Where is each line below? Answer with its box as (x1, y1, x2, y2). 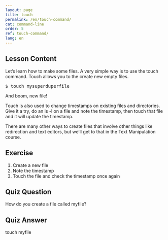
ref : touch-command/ (5, 31, 49, 36)
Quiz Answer (5, 216, 47, 224)
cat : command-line (5, 21, 44, 27)
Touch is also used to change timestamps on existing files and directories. (5, 102, 160, 109)
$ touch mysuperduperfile (5, 83, 70, 89)
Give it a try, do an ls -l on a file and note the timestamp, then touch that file (5, 108, 163, 114)
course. (5, 134, 21, 140)
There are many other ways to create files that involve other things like (5, 123, 153, 129)
